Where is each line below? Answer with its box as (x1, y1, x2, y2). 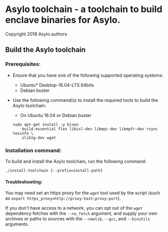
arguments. (5, 221, 29, 227)
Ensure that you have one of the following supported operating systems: (12, 72, 163, 78)
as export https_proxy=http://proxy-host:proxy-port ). (5, 195, 121, 201)
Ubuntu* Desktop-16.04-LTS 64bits (20, 82, 95, 88)
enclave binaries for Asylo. (5, 14, 120, 26)
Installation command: (5, 147, 62, 154)
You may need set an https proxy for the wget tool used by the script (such (5, 190, 160, 196)
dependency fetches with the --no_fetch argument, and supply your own (5, 210, 158, 216)
